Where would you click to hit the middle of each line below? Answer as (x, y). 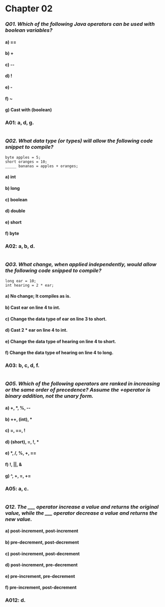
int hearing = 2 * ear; (30, 285)
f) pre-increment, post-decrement (41, 587)
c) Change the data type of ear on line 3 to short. (56, 319)
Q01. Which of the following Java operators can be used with (80, 24)
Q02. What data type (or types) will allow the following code (79, 141)
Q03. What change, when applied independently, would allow (81, 264)
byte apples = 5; (23, 157)
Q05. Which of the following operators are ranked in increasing (82, 384)
